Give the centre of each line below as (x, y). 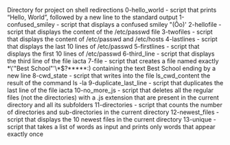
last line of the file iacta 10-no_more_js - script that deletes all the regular (111, 90)
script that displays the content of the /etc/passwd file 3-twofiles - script (110, 32)
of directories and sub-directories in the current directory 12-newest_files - (113, 112)
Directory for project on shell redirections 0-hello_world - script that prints (112, 10)
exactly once (25, 134)
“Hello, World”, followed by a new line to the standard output (92, 17)
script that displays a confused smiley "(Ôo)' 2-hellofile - (141, 24)
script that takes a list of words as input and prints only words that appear (111, 127)
